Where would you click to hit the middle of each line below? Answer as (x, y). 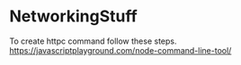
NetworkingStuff (73, 16)
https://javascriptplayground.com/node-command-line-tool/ (120, 50)
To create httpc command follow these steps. (93, 41)
